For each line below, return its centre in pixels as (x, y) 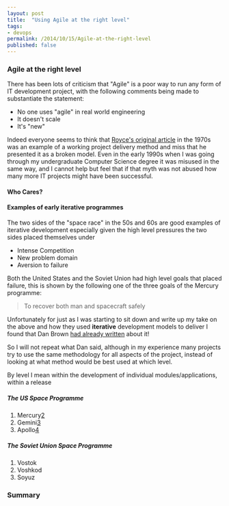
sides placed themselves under (51, 238)
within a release (29, 382)
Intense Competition (45, 251)
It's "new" (31, 127)
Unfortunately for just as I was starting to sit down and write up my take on (112, 320)
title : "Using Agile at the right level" (68, 20)
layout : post (26, 13)
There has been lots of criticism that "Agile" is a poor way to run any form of (114, 84)
